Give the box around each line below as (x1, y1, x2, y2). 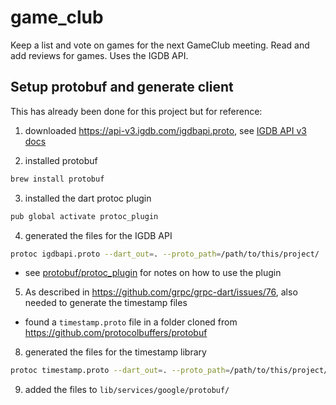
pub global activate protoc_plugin (10, 211, 159, 221)
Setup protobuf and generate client (10, 79, 234, 96)
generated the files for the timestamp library (24, 346, 207, 358)
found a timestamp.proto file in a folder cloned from (24, 316, 238, 328)
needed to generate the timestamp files (24, 297, 188, 309)
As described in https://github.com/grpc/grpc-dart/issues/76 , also (24, 286, 298, 298)
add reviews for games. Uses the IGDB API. (10, 49, 189, 61)
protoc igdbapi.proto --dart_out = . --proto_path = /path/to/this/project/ (10, 249, 320, 259)
